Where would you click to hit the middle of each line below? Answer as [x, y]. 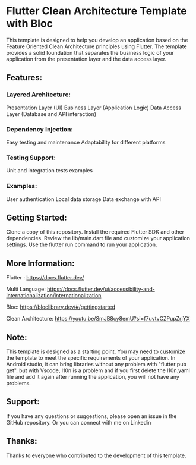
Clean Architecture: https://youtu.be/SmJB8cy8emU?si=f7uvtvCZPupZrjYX [98, 319]
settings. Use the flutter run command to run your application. [82, 244]
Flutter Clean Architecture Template [97, 11]
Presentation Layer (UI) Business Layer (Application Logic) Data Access [94, 108]
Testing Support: [31, 158]
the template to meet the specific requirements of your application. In [91, 357]
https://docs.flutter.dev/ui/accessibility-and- [101, 289]
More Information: [41, 263]
